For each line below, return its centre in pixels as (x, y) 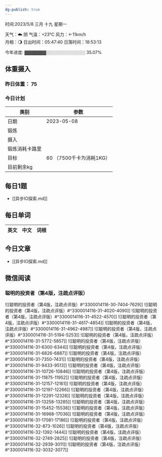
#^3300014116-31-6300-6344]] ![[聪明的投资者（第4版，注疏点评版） (75, 347)
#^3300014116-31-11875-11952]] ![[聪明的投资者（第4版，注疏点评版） (75, 378)
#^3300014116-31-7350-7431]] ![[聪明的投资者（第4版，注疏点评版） (74, 359)
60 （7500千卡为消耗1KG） (78, 158)
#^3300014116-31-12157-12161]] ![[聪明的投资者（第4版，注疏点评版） (75, 384)
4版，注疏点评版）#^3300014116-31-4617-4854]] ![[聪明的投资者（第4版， (80, 323)
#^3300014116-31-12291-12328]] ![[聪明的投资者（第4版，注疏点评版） (76, 396)
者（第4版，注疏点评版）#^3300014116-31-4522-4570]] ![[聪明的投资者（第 (81, 317)
